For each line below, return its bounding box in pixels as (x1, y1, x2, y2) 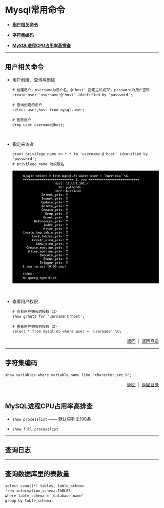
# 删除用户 (12, 117, 32, 123)
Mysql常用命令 (5, 4, 65, 16)
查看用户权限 (12, 299, 38, 305)
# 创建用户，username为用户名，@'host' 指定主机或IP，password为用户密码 (12, 87, 150, 92)
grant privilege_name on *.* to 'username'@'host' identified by (12, 152, 148, 156)
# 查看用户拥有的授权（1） (12, 309, 60, 314)
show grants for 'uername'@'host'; (12, 314, 85, 319)
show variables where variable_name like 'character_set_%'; (5, 373, 132, 378)
